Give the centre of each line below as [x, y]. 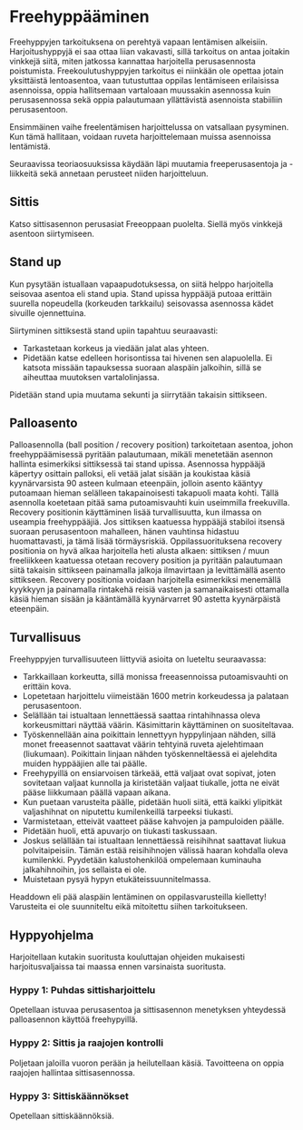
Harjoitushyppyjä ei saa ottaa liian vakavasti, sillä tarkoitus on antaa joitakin [150, 51]
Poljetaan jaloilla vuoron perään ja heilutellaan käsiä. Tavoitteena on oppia [147, 1063]
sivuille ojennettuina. [48, 313]
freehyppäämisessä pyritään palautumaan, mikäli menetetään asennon [142, 455]
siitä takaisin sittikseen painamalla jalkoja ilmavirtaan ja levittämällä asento [147, 570]
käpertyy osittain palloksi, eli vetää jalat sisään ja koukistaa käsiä [130, 474]
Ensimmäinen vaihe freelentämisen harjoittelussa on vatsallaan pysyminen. [149, 127]
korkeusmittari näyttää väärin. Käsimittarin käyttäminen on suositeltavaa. [158, 725]
